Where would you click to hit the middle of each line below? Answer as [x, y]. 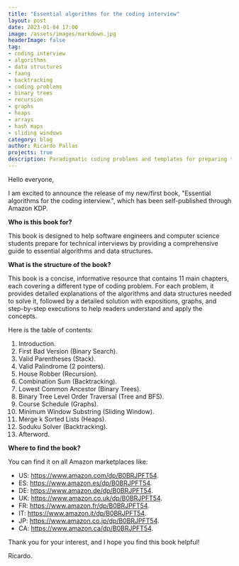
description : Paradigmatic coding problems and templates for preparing [118, 159]
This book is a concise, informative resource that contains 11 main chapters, [119, 278]
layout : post [27, 21]
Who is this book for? [40, 222]
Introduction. [37, 343]
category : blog [30, 139]
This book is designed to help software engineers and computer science [114, 236]
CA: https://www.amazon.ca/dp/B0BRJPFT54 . [86, 528]
